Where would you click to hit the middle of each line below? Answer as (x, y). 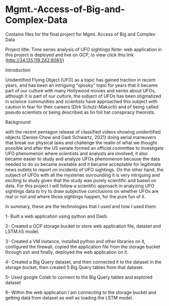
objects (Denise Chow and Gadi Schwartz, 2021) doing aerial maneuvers (81, 137)
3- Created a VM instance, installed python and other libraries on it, (75, 241)
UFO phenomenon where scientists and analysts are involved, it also (76, 153)
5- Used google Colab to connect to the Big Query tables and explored (79, 277)
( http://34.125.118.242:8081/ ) (35, 60)
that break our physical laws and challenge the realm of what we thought (81, 143)
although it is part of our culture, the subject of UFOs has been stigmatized (83, 96)
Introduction (18, 70)
